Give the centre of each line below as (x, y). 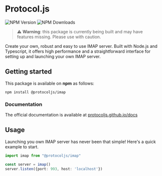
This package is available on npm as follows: (50, 83)
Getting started (29, 72)
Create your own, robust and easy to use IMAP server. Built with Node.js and (81, 46)
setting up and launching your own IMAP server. (53, 56)
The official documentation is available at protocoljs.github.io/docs (71, 115)
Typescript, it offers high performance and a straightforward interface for (78, 51)
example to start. (22, 147)
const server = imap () (28, 164)
